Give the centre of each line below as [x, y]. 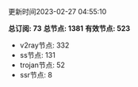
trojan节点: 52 [42, 65]
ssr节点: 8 [36, 75]
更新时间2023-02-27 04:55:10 [57, 11]
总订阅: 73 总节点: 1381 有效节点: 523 [69, 28]
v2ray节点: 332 [44, 45]
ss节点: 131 [37, 55]
